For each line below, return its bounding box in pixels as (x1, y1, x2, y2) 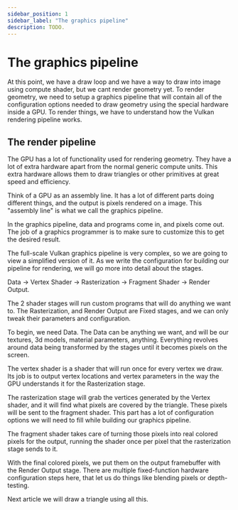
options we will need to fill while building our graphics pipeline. (7, 416, 192, 425)
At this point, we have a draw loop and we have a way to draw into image (7, 77, 222, 86)
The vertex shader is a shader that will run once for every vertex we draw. (7, 364, 224, 373)
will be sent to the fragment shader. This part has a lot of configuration (7, 408, 215, 417)
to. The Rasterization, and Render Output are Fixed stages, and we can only (7, 307, 229, 315)
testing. (7, 481, 30, 490)
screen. (7, 351, 30, 359)
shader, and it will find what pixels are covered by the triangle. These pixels (7, 401, 227, 409)
